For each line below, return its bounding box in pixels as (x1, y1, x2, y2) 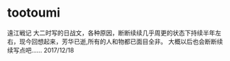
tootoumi (7, 5, 61, 21)
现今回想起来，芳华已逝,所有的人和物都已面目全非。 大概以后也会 (19, 37, 205, 46)
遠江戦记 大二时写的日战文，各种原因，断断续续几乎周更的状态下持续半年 (7, 28, 215, 37)
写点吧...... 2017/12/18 (12, 46, 74, 54)
